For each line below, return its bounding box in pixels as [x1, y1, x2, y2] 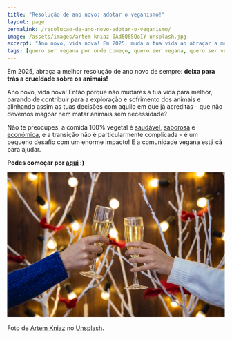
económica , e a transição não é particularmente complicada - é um [7, 131, 199, 138]
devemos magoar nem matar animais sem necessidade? [7, 110, 168, 118]
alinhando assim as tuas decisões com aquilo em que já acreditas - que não [7, 103, 223, 110]
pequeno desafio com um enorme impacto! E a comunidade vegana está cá [7, 138, 223, 146]
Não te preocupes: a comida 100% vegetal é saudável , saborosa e [7, 123, 195, 131]
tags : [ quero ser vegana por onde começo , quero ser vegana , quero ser [7, 48, 217, 54]
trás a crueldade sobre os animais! [7, 74, 108, 83]
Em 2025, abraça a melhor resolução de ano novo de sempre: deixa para [7, 68, 215, 75]
